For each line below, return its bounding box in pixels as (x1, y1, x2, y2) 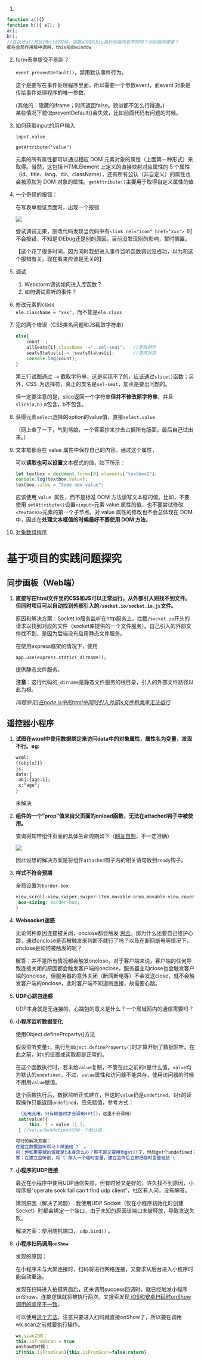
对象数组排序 (15, 529, 47, 536)
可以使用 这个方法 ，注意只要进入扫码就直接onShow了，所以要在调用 (15, 1313, 183, 1320)
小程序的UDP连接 (15, 1166, 58, 1173)
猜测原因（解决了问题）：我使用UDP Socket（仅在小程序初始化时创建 (15, 1199, 184, 1206)
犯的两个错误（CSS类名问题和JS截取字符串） (15, 321, 127, 328)
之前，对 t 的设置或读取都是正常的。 (20, 1051, 107, 1058)
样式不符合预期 (15, 869, 52, 877)
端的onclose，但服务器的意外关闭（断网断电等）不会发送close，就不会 (15, 972, 190, 979)
